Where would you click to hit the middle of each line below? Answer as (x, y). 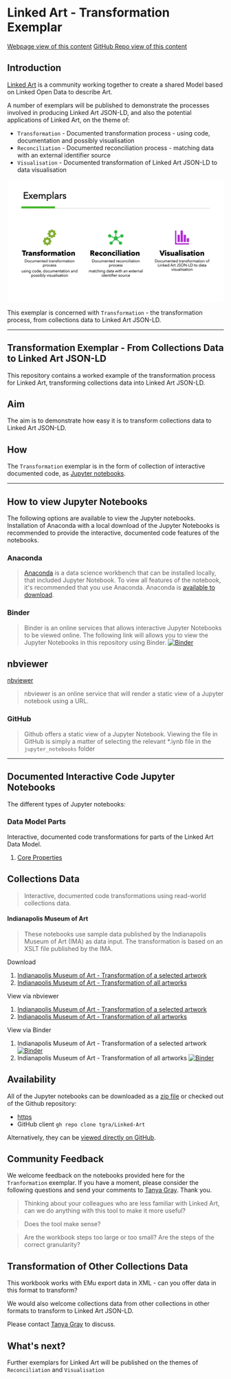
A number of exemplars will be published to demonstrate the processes (108, 105)
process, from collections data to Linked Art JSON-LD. (84, 320)
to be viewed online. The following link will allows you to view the (116, 635)
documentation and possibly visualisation (76, 140)
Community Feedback (56, 1159)
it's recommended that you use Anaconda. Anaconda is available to (119, 588)
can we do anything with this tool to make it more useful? (104, 1211)
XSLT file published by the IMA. (68, 948)
